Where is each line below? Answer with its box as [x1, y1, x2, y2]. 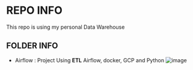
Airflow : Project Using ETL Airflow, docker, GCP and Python [14, 56, 164, 63]
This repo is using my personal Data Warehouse [6, 23, 125, 31]
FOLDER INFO [6, 41, 58, 51]
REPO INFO [6, 4, 63, 17]
